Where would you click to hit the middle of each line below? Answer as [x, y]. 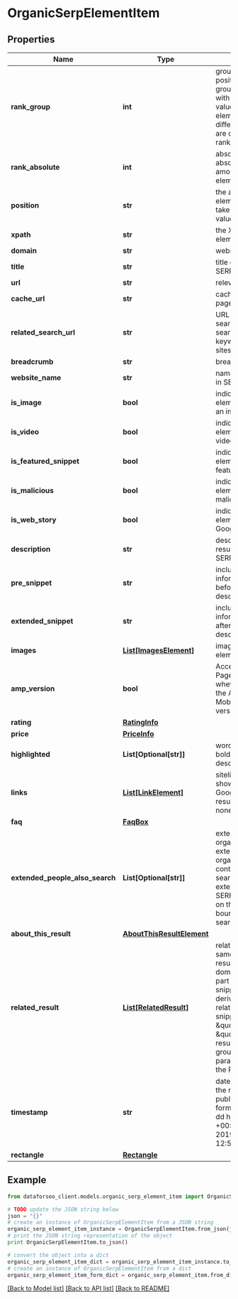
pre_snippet [32, 583]
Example [27, 1180]
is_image [27, 403]
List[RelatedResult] [156, 1007]
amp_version [33, 689]
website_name [36, 378]
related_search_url [43, 332]
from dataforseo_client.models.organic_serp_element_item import [106, 1196]
